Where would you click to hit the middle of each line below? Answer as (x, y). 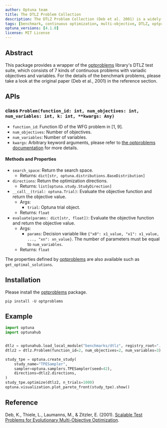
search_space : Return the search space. (53, 170)
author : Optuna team (27, 10)
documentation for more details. (45, 148)
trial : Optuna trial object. (54, 207)
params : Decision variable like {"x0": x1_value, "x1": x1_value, (93, 233)
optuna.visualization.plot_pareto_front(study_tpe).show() (68, 387)
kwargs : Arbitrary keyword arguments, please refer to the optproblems (84, 142)
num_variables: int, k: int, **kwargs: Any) (60, 116)
